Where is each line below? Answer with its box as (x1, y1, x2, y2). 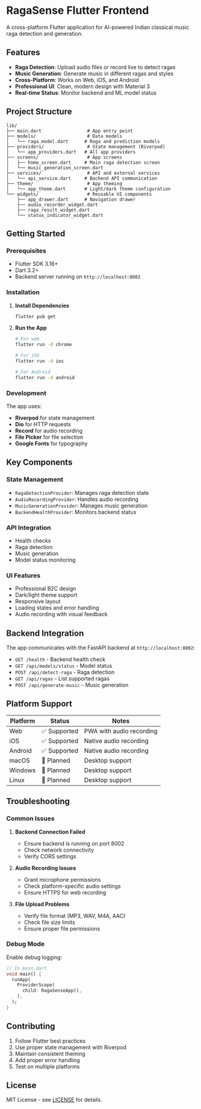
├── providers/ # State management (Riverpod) (6, 143, 165, 149)
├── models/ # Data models (6, 133, 122, 139)
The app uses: (6, 402, 42, 410)
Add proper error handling (14, 1056, 80, 1064)
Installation (6, 288, 40, 297)
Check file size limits (23, 919, 75, 926)
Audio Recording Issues (14, 864, 76, 872)
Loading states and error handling (14, 604, 99, 612)
